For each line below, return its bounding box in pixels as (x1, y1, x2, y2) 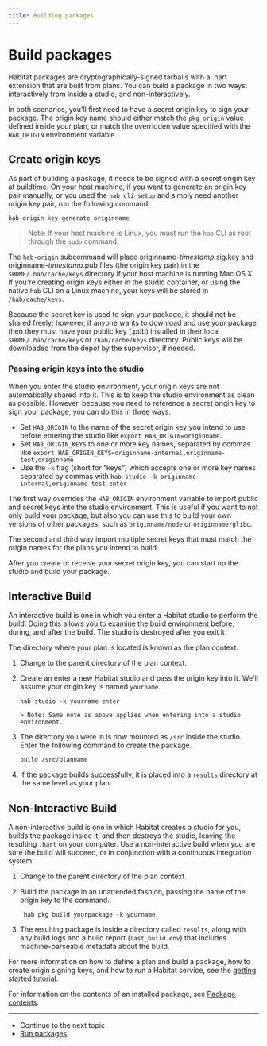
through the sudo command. (27, 237, 119, 246)
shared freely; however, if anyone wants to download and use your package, (8, 318, 259, 328)
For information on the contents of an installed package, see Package (8, 990, 236, 999)
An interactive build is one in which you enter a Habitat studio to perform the (8, 611, 258, 620)
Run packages (19, 1029, 68, 1039)
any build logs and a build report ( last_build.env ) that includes (19, 933, 227, 943)
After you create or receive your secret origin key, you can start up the (8, 558, 238, 568)
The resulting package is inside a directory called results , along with (19, 924, 246, 934)
